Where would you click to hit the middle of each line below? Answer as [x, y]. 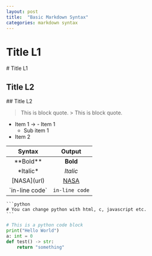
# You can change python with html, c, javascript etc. [76, 210]
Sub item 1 [36, 130]
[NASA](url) [28, 181]
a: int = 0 [20, 236]
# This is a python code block [45, 225]
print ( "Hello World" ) [33, 231]
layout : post [22, 12]
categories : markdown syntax [42, 23]
